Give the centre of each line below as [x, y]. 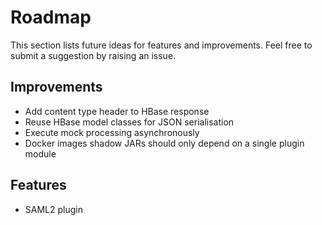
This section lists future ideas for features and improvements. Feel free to [161, 45]
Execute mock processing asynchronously [112, 132]
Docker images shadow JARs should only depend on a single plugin [164, 143]
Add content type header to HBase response [117, 111]
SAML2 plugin [53, 209]
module [40, 153]
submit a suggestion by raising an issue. [93, 55]
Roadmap [51, 17]
